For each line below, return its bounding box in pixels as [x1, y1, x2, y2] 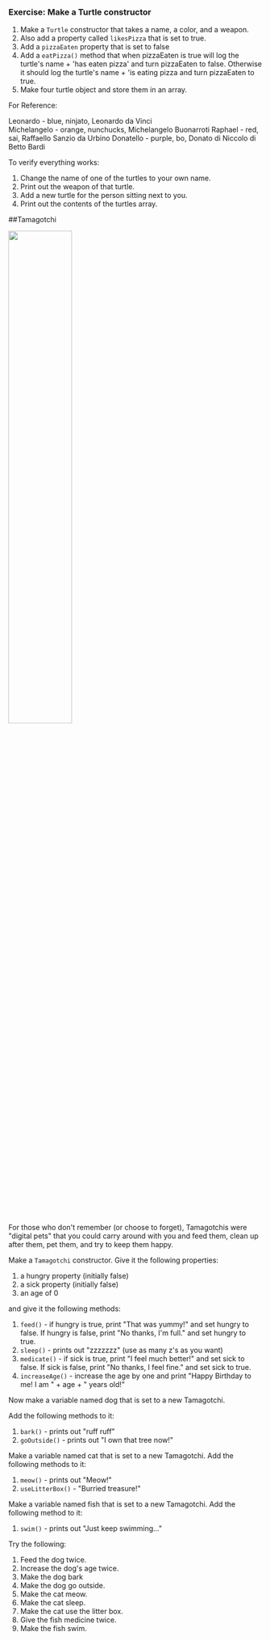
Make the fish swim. [19, 1624, 87, 1634]
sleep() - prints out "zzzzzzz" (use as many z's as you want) [19, 1345, 223, 1355]
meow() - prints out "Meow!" [19, 1475, 113, 1485]
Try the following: [8, 1539, 67, 1549]
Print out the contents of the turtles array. [19, 199, 158, 209]
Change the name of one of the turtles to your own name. [19, 173, 211, 183]
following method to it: [8, 1508, 83, 1518]
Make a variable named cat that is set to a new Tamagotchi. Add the [8, 1451, 234, 1461]
